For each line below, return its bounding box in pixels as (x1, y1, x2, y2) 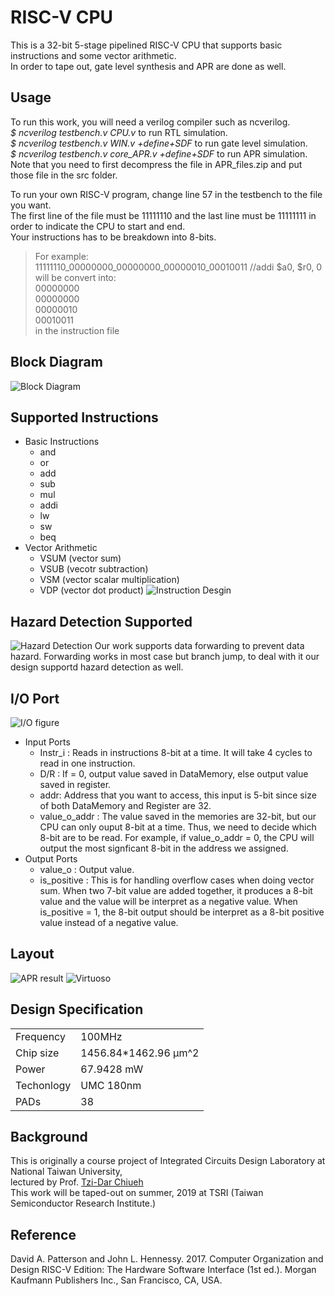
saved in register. (39, 779, 112, 790)
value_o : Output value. (39, 864, 135, 875)
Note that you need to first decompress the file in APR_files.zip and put (10, 158, 303, 170)
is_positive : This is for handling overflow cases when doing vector (39, 874, 315, 886)
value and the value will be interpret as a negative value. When (39, 896, 298, 907)
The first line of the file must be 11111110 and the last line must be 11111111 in (10, 209, 317, 221)
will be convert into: (34, 271, 117, 283)
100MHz (80, 1029, 123, 1043)
